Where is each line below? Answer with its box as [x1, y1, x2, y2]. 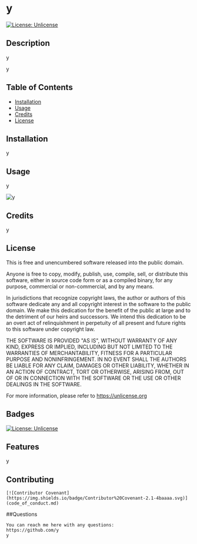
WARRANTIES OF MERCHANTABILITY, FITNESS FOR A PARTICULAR [6, 349, 172, 356]
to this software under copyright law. [6, 326, 95, 333]
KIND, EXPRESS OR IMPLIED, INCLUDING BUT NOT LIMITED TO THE [6, 343, 173, 350]
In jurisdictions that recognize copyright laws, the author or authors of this [6, 294, 186, 301]
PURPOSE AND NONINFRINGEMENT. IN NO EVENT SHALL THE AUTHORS [6, 356, 187, 363]
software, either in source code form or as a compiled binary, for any [6, 276, 173, 284]
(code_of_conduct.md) [6, 500, 59, 506]
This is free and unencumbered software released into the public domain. [6, 258, 184, 266]
